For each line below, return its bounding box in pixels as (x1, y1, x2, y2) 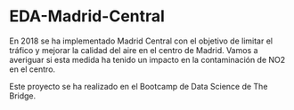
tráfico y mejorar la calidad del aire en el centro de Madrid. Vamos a (9, 44, 258, 55)
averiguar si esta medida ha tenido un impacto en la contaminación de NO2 (9, 54, 286, 65)
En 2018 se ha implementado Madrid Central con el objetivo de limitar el (9, 35, 274, 46)
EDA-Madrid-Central (9, 6, 165, 27)
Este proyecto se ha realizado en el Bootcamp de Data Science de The (9, 81, 268, 91)
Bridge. (9, 90, 37, 101)
